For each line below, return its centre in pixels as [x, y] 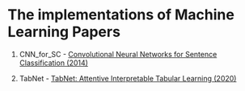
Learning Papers [64, 32]
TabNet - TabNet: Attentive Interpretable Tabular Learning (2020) [128, 78]
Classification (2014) [53, 63]
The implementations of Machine [121, 15]
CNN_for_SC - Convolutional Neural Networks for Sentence [118, 54]
